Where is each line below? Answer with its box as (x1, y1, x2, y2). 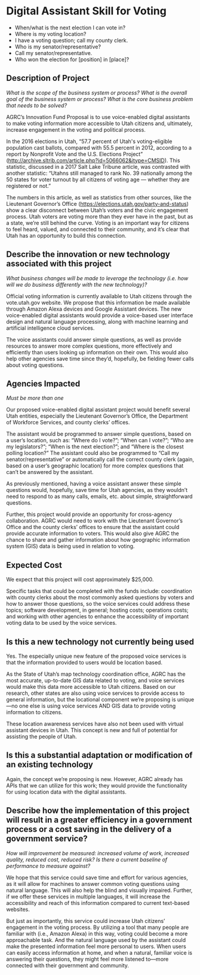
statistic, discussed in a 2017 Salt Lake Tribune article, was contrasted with (6, 163, 191, 170)
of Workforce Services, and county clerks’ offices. (6, 419, 130, 426)
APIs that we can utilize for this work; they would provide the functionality (6, 782, 187, 789)
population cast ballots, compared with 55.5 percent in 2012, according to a (6, 144, 192, 151)
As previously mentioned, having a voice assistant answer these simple (6, 480, 181, 487)
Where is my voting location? (14, 30, 87, 37)
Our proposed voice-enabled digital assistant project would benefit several (6, 406, 190, 414)
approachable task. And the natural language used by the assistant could (6, 936, 186, 943)
